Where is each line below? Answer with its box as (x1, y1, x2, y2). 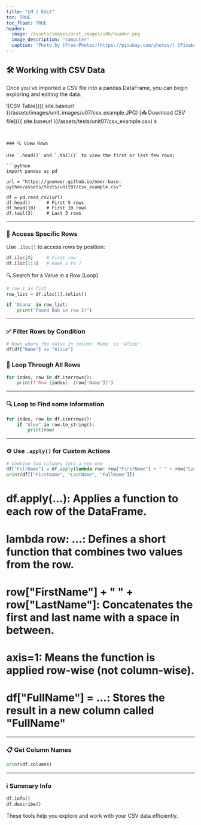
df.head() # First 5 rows (6, 199, 84, 206)
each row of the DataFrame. (6, 505, 147, 518)
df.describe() (6, 802, 42, 808)
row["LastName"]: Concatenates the (6, 598, 193, 611)
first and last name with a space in (6, 610, 180, 624)
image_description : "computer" (11, 37, 90, 43)
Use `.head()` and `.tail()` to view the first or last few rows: (6, 152, 175, 158)
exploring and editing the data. (6, 91, 82, 98)
